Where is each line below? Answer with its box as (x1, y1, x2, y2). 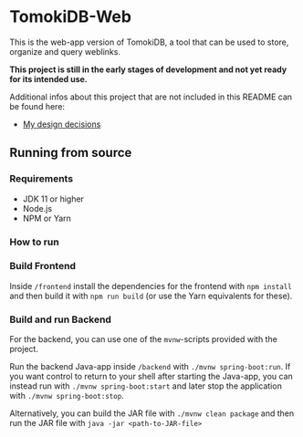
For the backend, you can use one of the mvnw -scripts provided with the (9, 334, 278, 345)
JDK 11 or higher (22, 193, 85, 204)
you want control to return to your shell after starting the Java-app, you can (9, 371, 294, 382)
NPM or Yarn (22, 213, 71, 224)
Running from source (9, 145, 132, 161)
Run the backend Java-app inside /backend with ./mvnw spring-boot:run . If (9, 361, 291, 372)
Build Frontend (9, 260, 76, 273)
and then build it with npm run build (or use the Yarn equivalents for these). (9, 290, 293, 301)
